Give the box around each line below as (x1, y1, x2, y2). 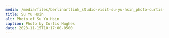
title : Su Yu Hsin (5, 12, 44, 17)
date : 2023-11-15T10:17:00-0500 (5, 26, 73, 31)
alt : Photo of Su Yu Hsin (5, 16, 59, 21)
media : (5, 7, 19, 12)
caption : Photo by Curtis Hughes (5, 21, 75, 26)
